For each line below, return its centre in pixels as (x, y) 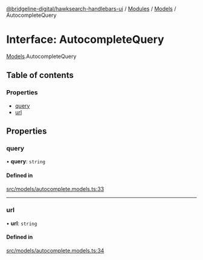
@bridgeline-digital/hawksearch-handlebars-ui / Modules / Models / (91, 9)
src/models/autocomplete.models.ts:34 (55, 251)
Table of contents (40, 75)
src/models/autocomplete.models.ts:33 (55, 189)
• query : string (26, 161)
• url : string (22, 223)
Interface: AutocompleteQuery (85, 40)
